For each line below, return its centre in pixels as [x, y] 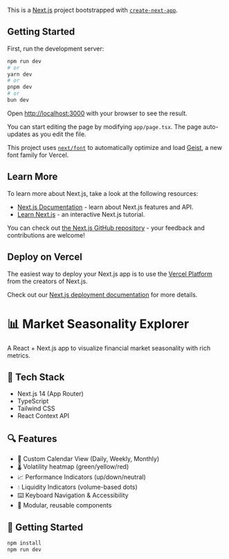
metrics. [19, 355]
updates [19, 134]
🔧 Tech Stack [36, 377]
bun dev [18, 100]
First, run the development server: [56, 49]
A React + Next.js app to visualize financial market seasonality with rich [109, 348]
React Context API [43, 416]
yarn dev [20, 74]
